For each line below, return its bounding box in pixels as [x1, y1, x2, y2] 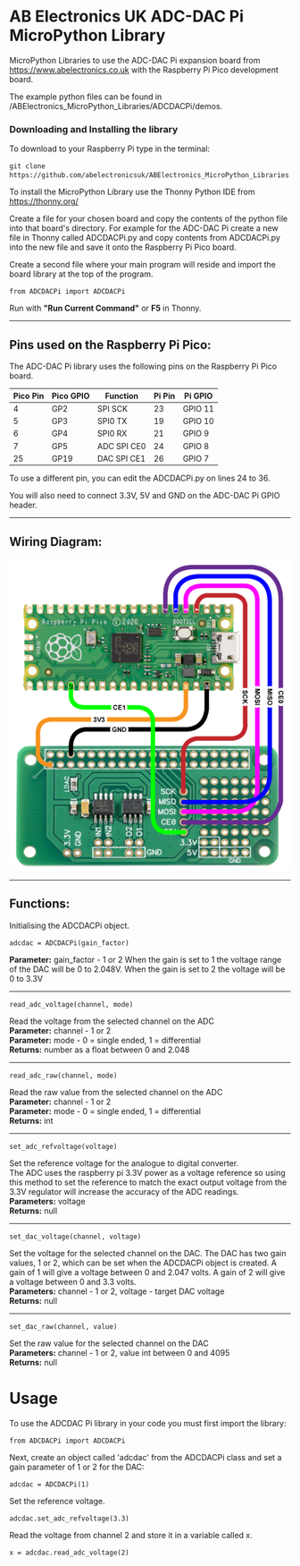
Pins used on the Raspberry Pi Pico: [9, 337, 212, 353]
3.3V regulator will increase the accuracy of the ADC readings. [9, 1186, 239, 1196]
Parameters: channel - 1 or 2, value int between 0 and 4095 [9, 1347, 230, 1357]
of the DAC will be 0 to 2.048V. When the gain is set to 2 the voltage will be [9, 964, 286, 974]
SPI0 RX [96, 428, 128, 439]
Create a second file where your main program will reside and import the [9, 260, 277, 270]
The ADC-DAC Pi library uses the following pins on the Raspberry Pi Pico [9, 361, 278, 372]
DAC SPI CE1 [96, 453, 146, 464]
